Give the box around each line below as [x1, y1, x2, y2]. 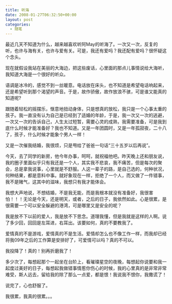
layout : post [5, 17, 33, 22]
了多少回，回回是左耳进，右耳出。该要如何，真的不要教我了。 [5, 220, 136, 226]
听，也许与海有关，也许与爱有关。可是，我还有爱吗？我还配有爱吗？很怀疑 [5, 48, 162, 54]
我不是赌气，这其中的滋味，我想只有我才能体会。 [5, 179, 109, 185]
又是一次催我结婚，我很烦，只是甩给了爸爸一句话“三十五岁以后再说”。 [5, 142, 153, 148]
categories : [5, 21, 31, 27]
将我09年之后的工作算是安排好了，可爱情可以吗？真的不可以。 [5, 237, 137, 243]
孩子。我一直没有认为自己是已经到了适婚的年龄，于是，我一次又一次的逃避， [5, 112, 167, 118]
